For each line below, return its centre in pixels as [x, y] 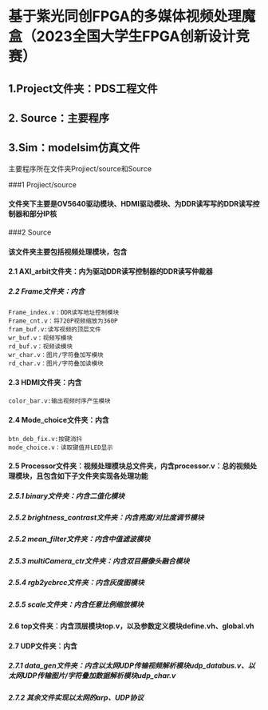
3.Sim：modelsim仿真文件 [74, 148]
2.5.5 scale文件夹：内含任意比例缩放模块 [76, 604]
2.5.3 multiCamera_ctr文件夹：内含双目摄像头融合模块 [99, 560]
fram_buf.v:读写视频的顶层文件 [55, 330]
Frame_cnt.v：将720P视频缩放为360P [63, 321]
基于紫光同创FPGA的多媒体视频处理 [125, 16]
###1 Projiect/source [43, 184]
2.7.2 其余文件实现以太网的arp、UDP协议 [76, 697]
